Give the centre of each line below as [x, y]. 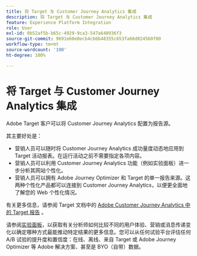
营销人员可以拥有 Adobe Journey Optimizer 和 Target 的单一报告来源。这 [103, 177]
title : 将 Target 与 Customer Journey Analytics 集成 [71, 11]
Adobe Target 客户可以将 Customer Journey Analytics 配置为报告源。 [90, 123]
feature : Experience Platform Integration [59, 22]
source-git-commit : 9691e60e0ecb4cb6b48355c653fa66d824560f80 [84, 39]
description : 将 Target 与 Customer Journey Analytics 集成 [79, 17]
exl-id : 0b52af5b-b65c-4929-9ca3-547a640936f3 [64, 33]
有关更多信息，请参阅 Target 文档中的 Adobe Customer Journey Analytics [95, 205]
